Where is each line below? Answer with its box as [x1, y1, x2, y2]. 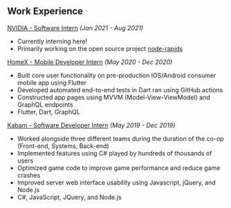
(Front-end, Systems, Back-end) [17, 141, 109, 150]
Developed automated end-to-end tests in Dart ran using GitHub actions [17, 85, 223, 94]
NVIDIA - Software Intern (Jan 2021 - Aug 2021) [7, 23, 144, 32]
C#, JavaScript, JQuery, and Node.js [17, 193, 122, 201]
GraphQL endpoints [17, 100, 74, 109]
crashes [17, 171, 41, 179]
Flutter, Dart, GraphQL [17, 107, 81, 116]
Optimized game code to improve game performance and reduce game [17, 163, 221, 171]
